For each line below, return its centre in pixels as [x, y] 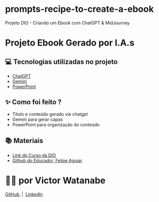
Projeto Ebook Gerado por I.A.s [70, 43]
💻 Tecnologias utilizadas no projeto [61, 62]
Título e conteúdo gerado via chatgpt [50, 114]
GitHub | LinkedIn [24, 194]
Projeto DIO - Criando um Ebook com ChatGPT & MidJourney [67, 23]
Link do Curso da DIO [34, 155]
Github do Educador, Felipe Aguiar [47, 160]
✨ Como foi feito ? [33, 102]
